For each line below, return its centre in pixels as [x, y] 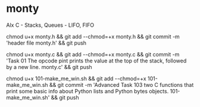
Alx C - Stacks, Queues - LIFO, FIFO [50, 25]
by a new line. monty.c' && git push [49, 67]
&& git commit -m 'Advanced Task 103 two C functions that [122, 84]
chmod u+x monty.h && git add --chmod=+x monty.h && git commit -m [93, 36]
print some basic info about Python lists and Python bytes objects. [87, 91]
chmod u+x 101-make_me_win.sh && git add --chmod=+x [76, 78]
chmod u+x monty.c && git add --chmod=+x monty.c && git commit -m [93, 54]
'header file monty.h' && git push [46, 43]
